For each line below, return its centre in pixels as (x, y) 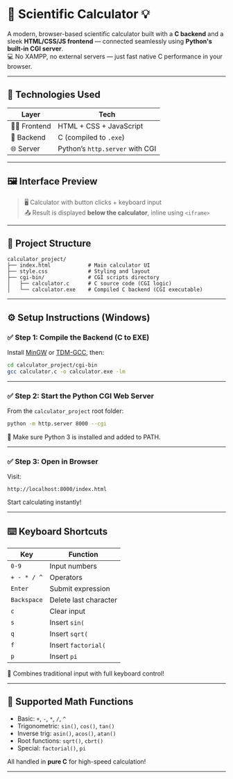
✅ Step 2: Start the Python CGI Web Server (81, 396)
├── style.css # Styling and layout (79, 271)
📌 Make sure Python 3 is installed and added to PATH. (84, 437)
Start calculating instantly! (44, 502)
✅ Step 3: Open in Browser (53, 461)
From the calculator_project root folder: (66, 411)
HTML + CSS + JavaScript (101, 126)
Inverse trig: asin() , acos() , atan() (67, 733)
